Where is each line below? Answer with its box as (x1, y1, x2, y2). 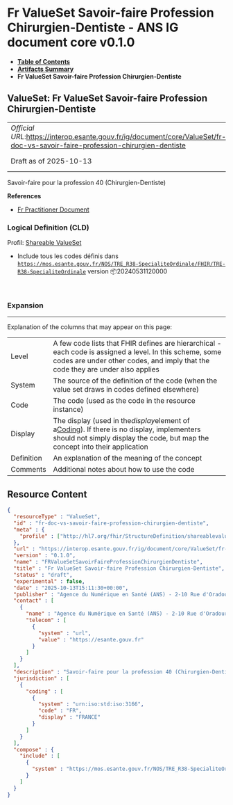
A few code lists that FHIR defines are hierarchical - (53, 339, 222, 349)
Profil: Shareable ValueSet (7, 239, 82, 247)
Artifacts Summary (17, 65, 74, 73)
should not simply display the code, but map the (53, 433, 209, 443)
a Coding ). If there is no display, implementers (53, 424, 201, 434)
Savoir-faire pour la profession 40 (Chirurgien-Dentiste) (7, 178, 166, 186)
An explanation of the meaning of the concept (53, 454, 202, 463)
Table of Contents (17, 57, 71, 65)
